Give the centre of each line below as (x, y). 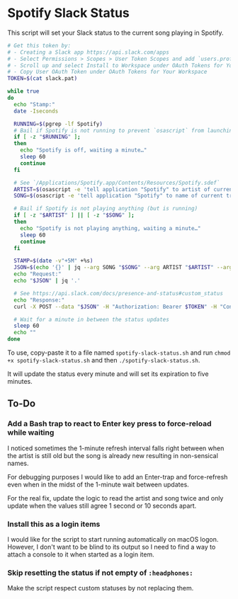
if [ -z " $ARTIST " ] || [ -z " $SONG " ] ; (74, 215)
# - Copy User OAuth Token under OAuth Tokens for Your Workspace (107, 72)
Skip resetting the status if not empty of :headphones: (100, 573)
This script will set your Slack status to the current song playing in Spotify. (116, 33)
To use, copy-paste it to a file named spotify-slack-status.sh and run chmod (119, 353)
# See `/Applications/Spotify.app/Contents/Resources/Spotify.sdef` (117, 183)
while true (23, 91)
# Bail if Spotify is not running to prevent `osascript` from (109, 130)
